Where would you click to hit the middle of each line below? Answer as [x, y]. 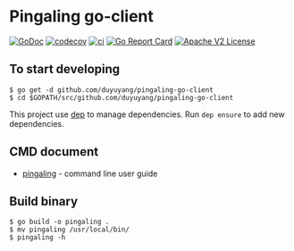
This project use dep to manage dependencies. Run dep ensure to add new [147, 114]
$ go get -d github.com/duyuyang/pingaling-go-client [112, 90]
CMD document [54, 152]
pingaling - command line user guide [90, 173]
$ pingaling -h [38, 238]
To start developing [65, 69]
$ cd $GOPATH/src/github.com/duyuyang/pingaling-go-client [122, 97]
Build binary [44, 201]
